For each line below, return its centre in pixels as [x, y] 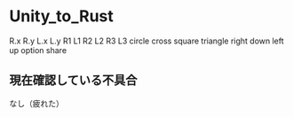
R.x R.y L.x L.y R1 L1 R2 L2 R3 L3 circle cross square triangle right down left [146, 41]
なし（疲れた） [36, 103]
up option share [38, 50]
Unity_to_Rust [61, 16]
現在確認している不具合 [73, 80]
